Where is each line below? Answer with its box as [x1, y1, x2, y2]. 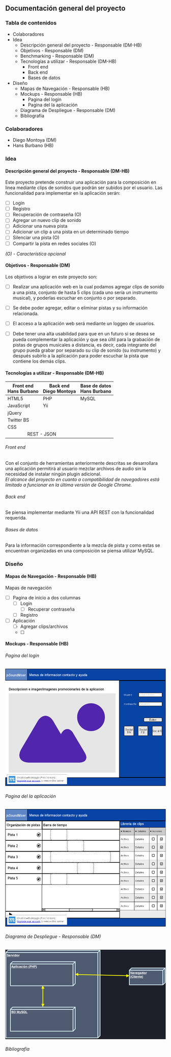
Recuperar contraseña [27, 606, 75, 612]
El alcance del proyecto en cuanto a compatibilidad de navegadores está [5, 476, 160, 482]
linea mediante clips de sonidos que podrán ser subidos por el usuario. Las [5, 185, 163, 191]
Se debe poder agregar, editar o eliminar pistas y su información [12, 304, 148, 311]
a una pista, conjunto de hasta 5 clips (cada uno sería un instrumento [12, 289, 158, 296]
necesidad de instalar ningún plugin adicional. [5, 470, 102, 477]
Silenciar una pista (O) [12, 235, 60, 241]
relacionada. [12, 310, 39, 317]
